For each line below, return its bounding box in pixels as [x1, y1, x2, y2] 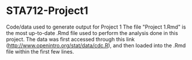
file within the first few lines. [6, 48, 75, 55]
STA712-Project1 [6, 4, 89, 17]
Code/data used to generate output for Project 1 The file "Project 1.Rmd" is [6, 23, 186, 30]
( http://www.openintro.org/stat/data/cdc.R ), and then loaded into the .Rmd [6, 42, 186, 49]
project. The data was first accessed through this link [6, 36, 135, 43]
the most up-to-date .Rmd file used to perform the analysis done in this [6, 29, 178, 36]
